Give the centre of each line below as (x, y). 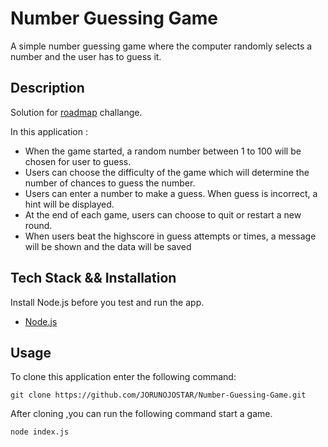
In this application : (49, 131)
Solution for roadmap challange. (76, 112)
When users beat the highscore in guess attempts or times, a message (170, 236)
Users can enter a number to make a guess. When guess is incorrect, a (171, 193)
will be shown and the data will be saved (108, 246)
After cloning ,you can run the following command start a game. (141, 414)
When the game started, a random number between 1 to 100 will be (163, 151)
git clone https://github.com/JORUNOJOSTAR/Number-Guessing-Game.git (158, 395)
